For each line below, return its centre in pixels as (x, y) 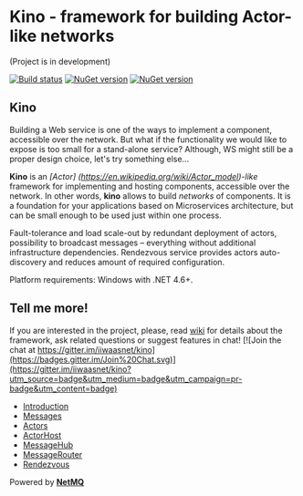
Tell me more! (49, 309)
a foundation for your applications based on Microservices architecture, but (151, 205)
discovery (28, 262)
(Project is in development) (60, 61)
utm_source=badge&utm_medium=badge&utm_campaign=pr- (126, 378)
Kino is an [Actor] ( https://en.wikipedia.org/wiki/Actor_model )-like (134, 176)
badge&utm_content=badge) (63, 388)
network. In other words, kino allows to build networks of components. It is (150, 196)
